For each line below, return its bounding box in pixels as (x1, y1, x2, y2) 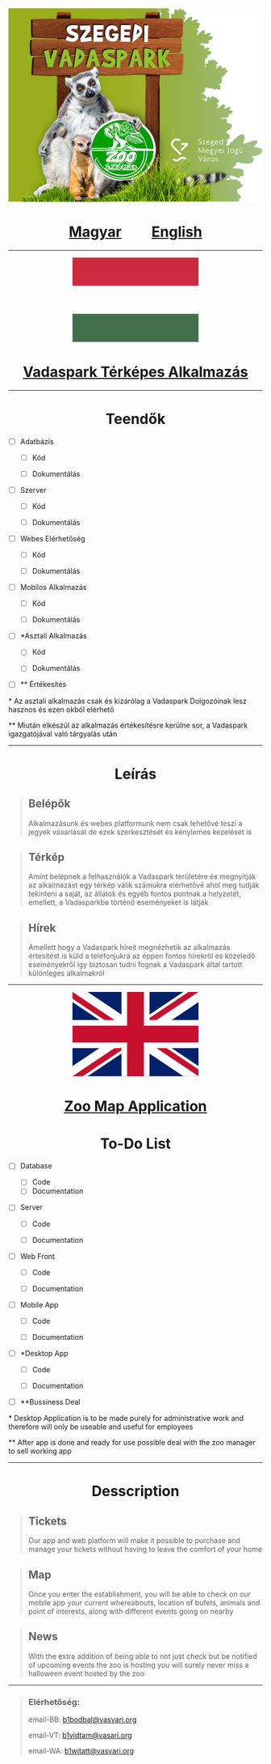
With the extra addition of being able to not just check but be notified (27, 1651, 258, 1661)
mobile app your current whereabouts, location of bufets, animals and (27, 1598, 261, 1608)
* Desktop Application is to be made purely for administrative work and (8, 1414, 244, 1423)
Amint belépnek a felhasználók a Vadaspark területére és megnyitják (27, 871, 256, 881)
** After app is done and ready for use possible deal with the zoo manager (8, 1438, 256, 1448)
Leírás (114, 765, 157, 783)
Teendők (105, 409, 166, 428)
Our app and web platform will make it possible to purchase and (27, 1536, 240, 1546)
